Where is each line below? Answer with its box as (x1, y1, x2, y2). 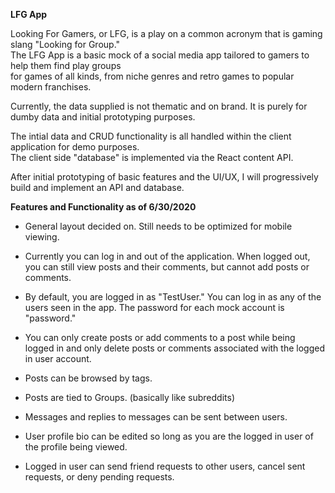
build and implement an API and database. (10, 182, 185, 193)
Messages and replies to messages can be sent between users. (24, 411, 288, 423)
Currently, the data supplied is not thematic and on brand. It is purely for (10, 100, 308, 112)
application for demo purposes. (10, 141, 140, 153)
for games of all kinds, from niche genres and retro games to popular (10, 70, 295, 82)
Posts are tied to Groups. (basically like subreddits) (24, 392, 235, 403)
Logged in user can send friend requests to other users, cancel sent (24, 460, 306, 472)
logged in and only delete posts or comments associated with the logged (24, 342, 325, 354)
